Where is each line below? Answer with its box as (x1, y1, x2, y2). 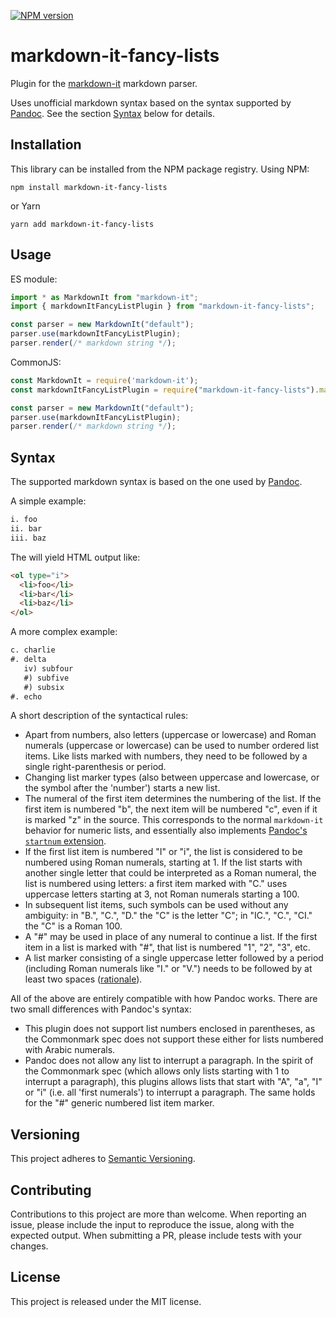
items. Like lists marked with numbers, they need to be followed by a (24, 750, 308, 762)
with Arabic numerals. (24, 1044, 116, 1056)
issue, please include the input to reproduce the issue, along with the (10, 1219, 295, 1230)
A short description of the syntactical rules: (10, 710, 189, 722)
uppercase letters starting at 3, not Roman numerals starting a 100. (24, 888, 300, 900)
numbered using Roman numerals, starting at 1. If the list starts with (24, 856, 303, 869)
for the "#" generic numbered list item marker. (24, 1097, 215, 1109)
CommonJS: (10, 356, 62, 368)
